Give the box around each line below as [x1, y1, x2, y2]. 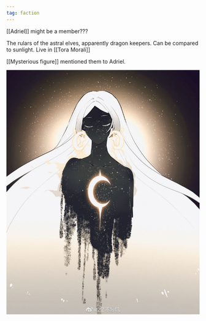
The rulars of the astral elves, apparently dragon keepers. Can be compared [6, 39, 199, 47]
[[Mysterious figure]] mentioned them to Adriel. [6, 58, 126, 65]
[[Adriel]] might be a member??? [6, 28, 88, 35]
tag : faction [6, 10, 40, 16]
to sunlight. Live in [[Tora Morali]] [6, 46, 91, 53]
